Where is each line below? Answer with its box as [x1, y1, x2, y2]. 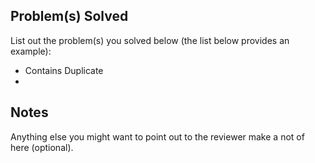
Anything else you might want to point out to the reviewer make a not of [10, 130, 305, 143]
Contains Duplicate [24, 64, 104, 76]
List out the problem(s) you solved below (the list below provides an [10, 34, 290, 46]
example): [10, 45, 52, 57]
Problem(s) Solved [10, 8, 129, 25]
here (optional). [10, 141, 74, 153]
